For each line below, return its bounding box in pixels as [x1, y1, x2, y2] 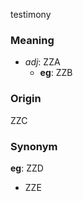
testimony [10, 9, 52, 20]
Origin [10, 92, 42, 106]
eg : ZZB [39, 67, 73, 79]
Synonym [10, 139, 58, 153]
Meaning [10, 33, 55, 47]
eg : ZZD [10, 162, 44, 174]
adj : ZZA [24, 56, 61, 68]
